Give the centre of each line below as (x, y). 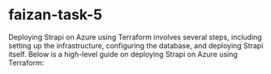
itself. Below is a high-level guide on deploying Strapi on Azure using (123, 54)
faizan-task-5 (56, 15)
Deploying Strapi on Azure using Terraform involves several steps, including (135, 37)
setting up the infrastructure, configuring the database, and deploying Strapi (136, 45)
